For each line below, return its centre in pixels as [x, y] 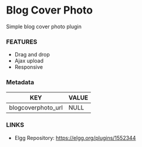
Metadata [20, 82]
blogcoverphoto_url [36, 108]
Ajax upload [29, 61]
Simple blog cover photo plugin [44, 26]
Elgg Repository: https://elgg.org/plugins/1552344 [75, 138]
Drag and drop [32, 55]
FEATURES [22, 42]
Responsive [28, 67]
